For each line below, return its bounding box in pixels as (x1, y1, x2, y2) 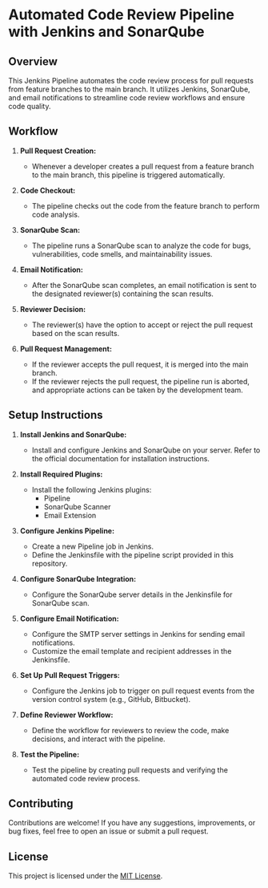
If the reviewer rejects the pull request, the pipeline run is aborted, (31, 376, 250, 386)
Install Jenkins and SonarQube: (19, 429, 127, 439)
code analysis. (31, 209, 80, 219)
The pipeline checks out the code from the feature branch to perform (31, 201, 260, 210)
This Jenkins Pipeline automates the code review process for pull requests (8, 76, 254, 85)
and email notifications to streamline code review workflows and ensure (8, 93, 246, 102)
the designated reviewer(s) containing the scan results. (31, 289, 214, 298)
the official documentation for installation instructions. (31, 453, 210, 463)
